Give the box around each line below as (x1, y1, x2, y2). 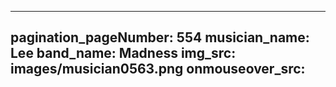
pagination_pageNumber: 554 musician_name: (10, 29, 310, 46)
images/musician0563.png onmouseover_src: (10, 61, 306, 78)
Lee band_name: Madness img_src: (10, 45, 237, 62)
